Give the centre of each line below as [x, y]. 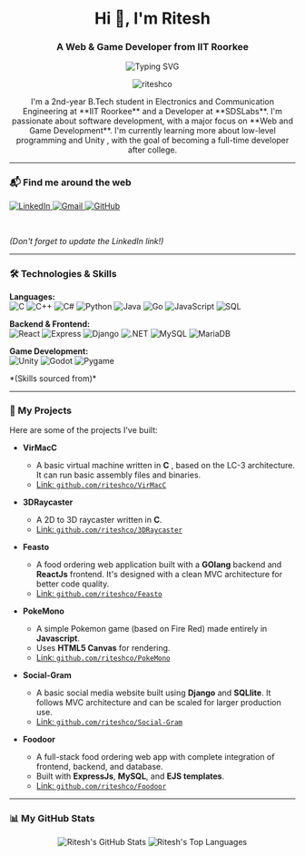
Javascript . [58, 638]
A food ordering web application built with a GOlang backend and [159, 565]
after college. [152, 150]
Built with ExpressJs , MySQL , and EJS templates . [130, 776]
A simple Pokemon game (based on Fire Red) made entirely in [152, 629]
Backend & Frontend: [50, 324]
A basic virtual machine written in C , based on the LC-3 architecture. [166, 466]
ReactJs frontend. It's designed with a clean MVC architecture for [159, 575]
